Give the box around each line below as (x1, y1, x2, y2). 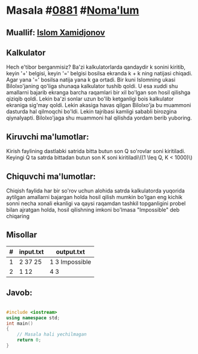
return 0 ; (17, 337, 42, 343)
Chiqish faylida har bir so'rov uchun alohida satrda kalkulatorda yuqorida (6, 187, 185, 194)
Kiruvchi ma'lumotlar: (6, 132, 89, 142)
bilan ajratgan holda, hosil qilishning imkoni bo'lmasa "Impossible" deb (6, 206, 180, 213)
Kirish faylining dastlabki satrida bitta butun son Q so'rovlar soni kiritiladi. (6, 148, 185, 155)
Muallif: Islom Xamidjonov (6, 28, 105, 38)
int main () (6, 321, 33, 326)
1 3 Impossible (50, 258, 92, 266)
